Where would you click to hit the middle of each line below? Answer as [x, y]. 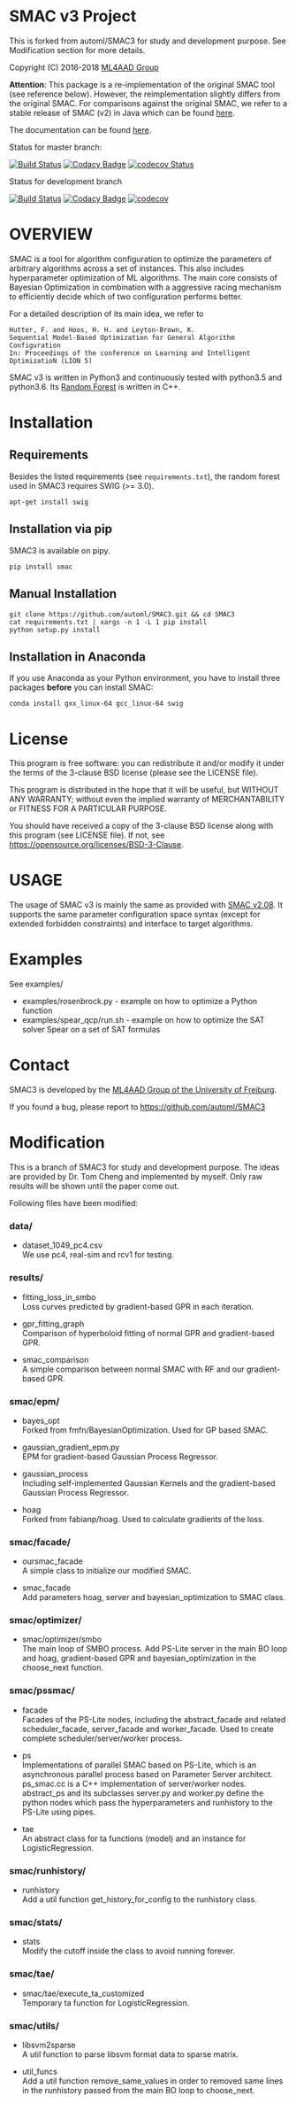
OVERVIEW [51, 234]
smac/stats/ [36, 1922]
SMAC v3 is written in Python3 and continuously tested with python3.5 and [146, 377]
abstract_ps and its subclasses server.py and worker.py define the [143, 1793]
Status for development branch [66, 181]
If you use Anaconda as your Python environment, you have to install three [145, 678]
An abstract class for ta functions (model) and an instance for [134, 1838]
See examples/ [36, 984]
